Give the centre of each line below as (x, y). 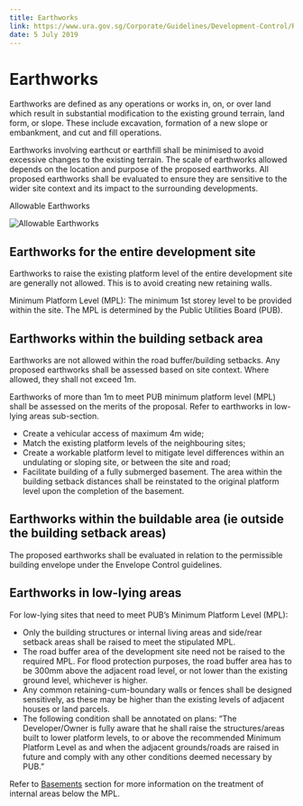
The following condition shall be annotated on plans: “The (129, 719)
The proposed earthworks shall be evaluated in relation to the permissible (146, 554)
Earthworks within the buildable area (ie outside (147, 519)
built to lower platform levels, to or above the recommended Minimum (151, 737)
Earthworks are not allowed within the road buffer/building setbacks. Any (145, 360)
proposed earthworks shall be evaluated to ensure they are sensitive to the (148, 179)
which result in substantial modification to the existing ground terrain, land (147, 114)
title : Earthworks (44, 18)
